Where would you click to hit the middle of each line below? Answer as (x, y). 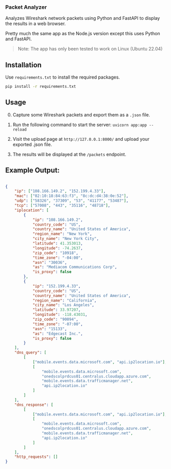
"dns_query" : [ (31, 353)
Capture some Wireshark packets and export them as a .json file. (81, 115)
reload (20, 129)
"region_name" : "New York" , (62, 234)
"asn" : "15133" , (50, 329)
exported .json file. (32, 144)
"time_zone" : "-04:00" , (58, 258)
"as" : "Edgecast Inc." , (58, 334)
